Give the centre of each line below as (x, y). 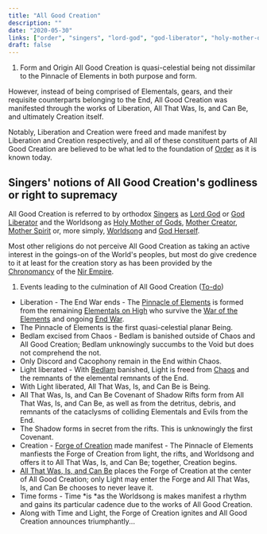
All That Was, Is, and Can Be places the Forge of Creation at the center (135, 471)
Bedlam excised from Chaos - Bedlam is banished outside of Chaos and (137, 336)
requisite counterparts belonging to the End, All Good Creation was (118, 100)
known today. (31, 158)
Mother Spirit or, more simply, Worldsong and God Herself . (104, 230)
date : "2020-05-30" (41, 30)
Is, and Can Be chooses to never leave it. (87, 487)
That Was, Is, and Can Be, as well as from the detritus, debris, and (128, 403)
